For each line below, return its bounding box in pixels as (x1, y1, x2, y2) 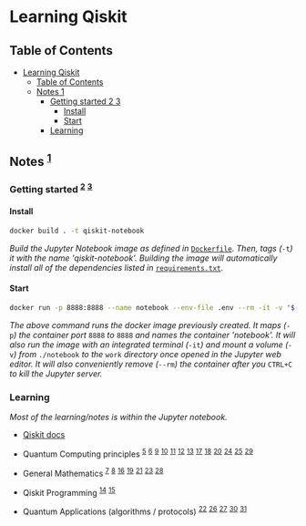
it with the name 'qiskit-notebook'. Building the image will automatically (9, 253, 278, 263)
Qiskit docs (22, 429, 66, 440)
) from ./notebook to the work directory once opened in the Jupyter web (13, 348, 282, 359)
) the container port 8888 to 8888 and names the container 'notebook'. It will (13, 329, 296, 340)
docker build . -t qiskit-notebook (9, 226, 145, 235)
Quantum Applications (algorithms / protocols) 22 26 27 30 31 (22, 504, 248, 517)
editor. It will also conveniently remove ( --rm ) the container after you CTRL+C (9, 358, 293, 369)
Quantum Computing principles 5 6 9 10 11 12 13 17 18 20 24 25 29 (22, 447, 253, 459)
